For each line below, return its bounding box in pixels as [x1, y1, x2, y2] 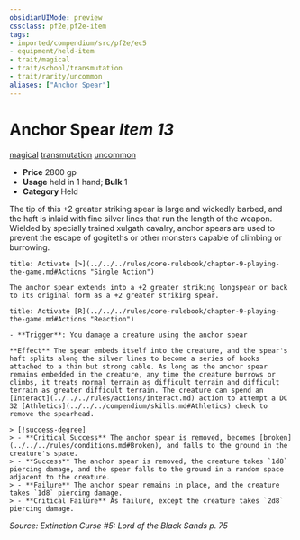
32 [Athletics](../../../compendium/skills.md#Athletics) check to [9, 401, 268, 411]
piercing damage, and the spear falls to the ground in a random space [9, 464, 284, 474]
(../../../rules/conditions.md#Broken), [9, 441, 164, 450]
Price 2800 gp [22, 166, 77, 177]
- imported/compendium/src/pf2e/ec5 [9, 38, 147, 48]
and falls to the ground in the [166, 441, 288, 450]
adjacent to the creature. [9, 472, 111, 481]
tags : [9, 30, 30, 39]
